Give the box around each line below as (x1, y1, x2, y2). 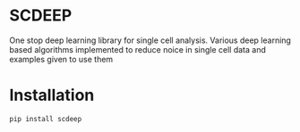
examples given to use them (9, 54, 114, 64)
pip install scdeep (9, 114, 82, 123)
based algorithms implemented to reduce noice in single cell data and (9, 44, 266, 54)
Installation (9, 86, 95, 105)
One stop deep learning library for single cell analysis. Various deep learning (9, 35, 291, 45)
